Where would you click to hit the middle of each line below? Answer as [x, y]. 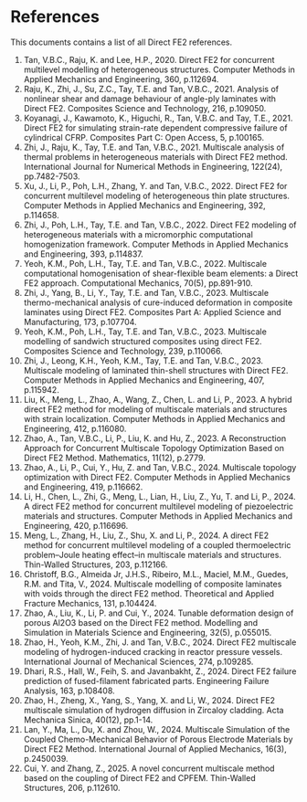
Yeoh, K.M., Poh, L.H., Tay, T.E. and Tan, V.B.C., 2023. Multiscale [145, 332]
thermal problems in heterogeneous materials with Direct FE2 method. [156, 156]
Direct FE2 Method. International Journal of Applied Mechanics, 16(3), [155, 749]
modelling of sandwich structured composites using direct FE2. [143, 341]
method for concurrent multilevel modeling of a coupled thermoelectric [157, 544]
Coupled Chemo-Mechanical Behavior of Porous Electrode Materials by [158, 739]
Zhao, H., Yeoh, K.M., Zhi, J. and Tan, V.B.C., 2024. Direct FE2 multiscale [160, 642]
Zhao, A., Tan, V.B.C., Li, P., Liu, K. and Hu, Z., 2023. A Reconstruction [155, 438]
